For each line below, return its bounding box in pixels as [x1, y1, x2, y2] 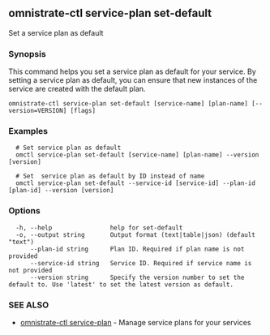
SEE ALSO [8, 299, 49, 311]
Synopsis [8, 48, 46, 59]
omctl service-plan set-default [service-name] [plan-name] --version [15, 151, 259, 159]
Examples [8, 126, 49, 137]
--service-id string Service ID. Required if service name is [29, 259, 252, 267]
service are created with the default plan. [8, 84, 146, 94]
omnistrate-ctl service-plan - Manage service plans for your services [19, 318, 251, 327]
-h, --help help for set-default [15, 223, 183, 232]
